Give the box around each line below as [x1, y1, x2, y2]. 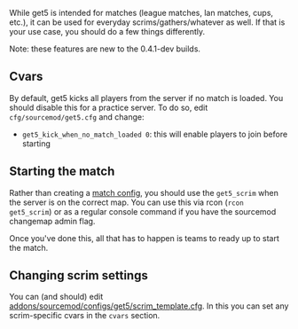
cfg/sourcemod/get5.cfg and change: [9, 111, 145, 122]
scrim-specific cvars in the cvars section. [9, 310, 161, 321]
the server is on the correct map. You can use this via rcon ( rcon [9, 197, 244, 208]
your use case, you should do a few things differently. [9, 27, 206, 36]
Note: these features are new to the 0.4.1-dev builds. [9, 43, 201, 54]
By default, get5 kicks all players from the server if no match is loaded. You [9, 92, 284, 103]
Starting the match [9, 164, 115, 179]
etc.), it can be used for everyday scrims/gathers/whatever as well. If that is [9, 17, 286, 27]
